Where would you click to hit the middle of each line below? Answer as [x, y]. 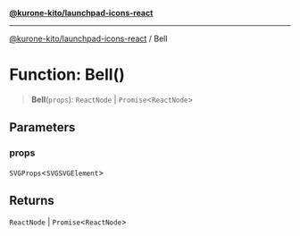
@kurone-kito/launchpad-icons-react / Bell [88, 38]
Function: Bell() [67, 75]
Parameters [42, 127]
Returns [32, 201]
